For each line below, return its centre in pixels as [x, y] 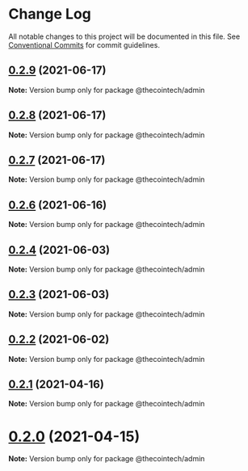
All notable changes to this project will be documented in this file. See [124, 36]
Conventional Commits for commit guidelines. [84, 44]
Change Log [50, 14]
